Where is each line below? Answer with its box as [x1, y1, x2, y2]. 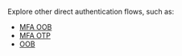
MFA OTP [19, 31, 52, 40]
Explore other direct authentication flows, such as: [7, 7, 175, 16]
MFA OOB [19, 22, 52, 31]
